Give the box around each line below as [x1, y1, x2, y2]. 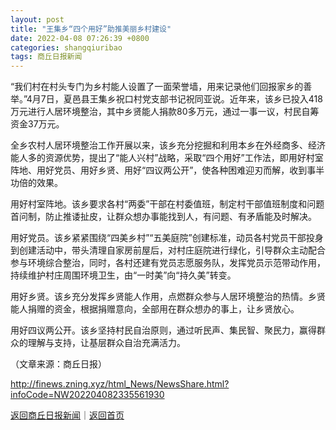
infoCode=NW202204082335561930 [10, 389, 165, 401]
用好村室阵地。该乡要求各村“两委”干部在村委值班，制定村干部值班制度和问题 [10, 198, 325, 210]
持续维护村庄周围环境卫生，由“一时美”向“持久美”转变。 [10, 269, 237, 281]
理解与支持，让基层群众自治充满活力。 [27, 337, 186, 349]
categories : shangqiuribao [10, 42, 123, 53]
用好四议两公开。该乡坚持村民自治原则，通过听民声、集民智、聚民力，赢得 [10, 324, 317, 336]
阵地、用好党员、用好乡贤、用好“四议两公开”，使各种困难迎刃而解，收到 [10, 164, 308, 176]
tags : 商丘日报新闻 [10, 52, 83, 62]
